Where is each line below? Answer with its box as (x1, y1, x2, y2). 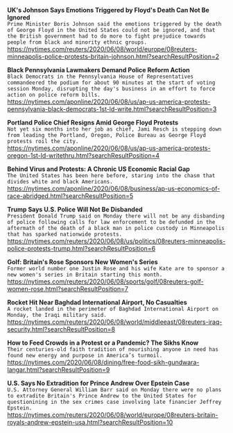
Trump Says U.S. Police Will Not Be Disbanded (7, 205, 144, 213)
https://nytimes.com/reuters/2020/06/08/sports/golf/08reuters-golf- (7, 277, 205, 286)
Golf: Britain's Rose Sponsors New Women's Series (7, 258, 158, 266)
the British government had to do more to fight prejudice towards (7, 33, 207, 40)
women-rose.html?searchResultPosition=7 (7, 285, 128, 293)
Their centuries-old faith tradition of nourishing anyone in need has (7, 346, 218, 353)
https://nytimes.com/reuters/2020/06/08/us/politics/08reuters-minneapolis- (7, 237, 226, 245)
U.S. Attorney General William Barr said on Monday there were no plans (7, 386, 222, 393)
